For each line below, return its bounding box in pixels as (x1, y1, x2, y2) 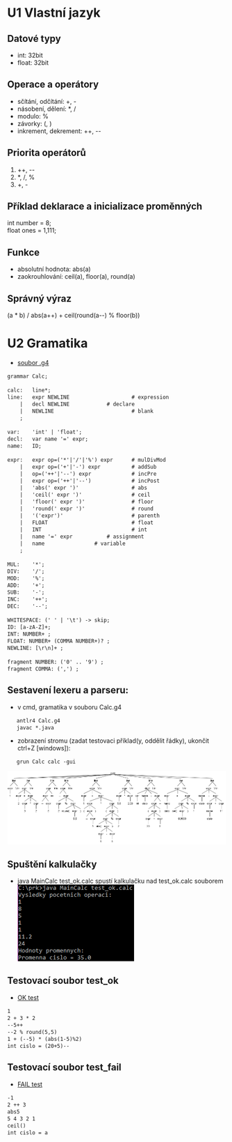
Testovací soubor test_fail (7, 1061, 122, 1074)
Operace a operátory (7, 79, 99, 91)
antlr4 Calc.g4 (16, 717, 60, 724)
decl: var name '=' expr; (7, 435, 89, 442)
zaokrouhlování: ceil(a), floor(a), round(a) (17, 272, 135, 281)
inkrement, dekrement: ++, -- (17, 127, 101, 135)
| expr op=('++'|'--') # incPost (19, 477, 160, 484)
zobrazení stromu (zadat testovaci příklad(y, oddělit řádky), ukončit (17, 736, 210, 745)
